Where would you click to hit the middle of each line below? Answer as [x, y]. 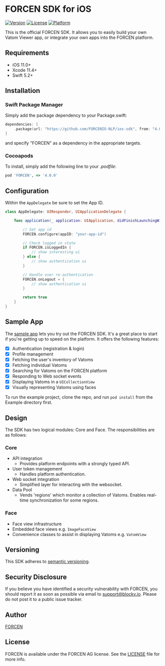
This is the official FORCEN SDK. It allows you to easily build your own [76, 32]
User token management [37, 469]
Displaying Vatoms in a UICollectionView [53, 382]
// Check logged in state [49, 243]
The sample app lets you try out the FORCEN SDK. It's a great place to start [81, 334]
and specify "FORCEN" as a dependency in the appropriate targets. [73, 143]
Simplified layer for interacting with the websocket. [71, 485]
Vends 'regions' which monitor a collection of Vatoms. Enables [83, 495]
